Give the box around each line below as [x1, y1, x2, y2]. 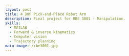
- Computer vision [9, 35, 47, 39]
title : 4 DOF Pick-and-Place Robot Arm [5, 12, 86, 17]
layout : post [5, 7, 32, 12]
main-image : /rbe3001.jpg [5, 43, 58, 48]
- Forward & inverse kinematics [9, 30, 76, 35]
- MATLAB [9, 25, 27, 30]
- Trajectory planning [9, 39, 56, 44]
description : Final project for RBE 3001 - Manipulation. [5, 16, 126, 21]
